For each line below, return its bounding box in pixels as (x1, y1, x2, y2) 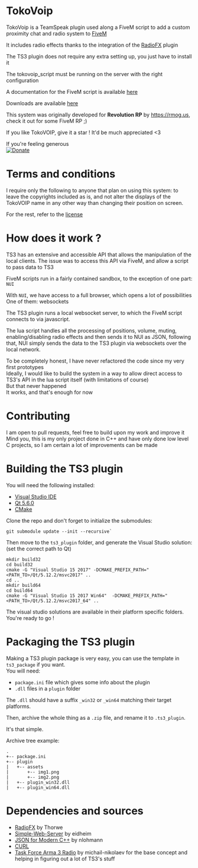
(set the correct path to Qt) (6, 545, 72, 552)
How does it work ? (6, 231, 102, 245)
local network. (6, 345, 41, 353)
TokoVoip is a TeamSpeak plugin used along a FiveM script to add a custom (6, 24, 190, 31)
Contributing (6, 409, 70, 423)
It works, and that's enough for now (6, 389, 93, 396)
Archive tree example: (6, 737, 60, 744)
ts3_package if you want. (6, 661, 66, 668)
